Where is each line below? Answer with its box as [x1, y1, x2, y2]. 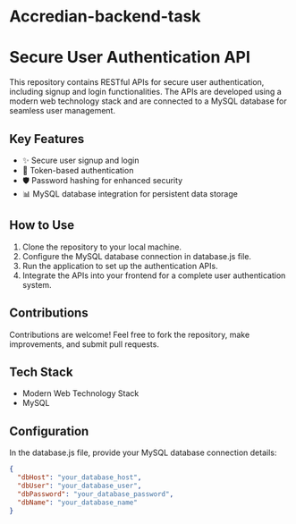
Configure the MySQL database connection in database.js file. [21, 250, 252, 261]
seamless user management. [9, 106, 116, 116]
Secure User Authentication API [9, 47, 250, 68]
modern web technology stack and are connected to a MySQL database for [9, 96, 288, 106]
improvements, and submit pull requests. [9, 338, 159, 350]
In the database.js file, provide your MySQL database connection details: [9, 447, 277, 458]
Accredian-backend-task [9, 6, 201, 27]
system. [21, 279, 52, 290]
